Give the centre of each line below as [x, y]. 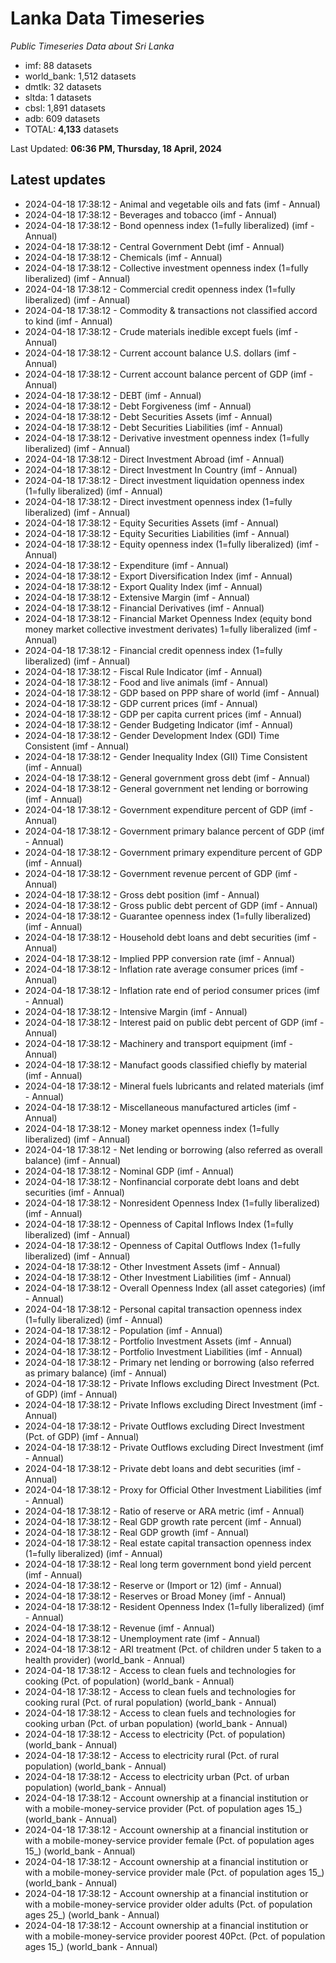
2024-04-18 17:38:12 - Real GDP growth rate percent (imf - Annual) [163, 1521]
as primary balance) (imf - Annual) [96, 1373]
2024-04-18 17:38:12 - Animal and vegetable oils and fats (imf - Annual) [172, 204]
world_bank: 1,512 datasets [80, 76]
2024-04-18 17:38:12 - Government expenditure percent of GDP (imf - [169, 809]
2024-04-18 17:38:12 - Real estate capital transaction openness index [168, 1543]
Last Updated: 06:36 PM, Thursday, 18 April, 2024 [116, 148]
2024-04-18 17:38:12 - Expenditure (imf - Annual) [126, 565]
